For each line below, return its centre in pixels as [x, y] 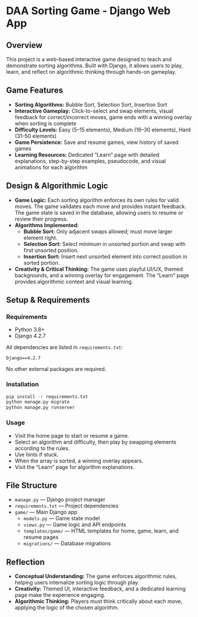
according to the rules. [42, 448]
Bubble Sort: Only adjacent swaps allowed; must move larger [98, 231]
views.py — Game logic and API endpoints [75, 525]
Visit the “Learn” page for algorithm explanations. [75, 467]
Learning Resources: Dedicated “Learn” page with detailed [87, 155]
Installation [23, 385]
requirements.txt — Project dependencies [67, 506]
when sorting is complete [45, 123]
